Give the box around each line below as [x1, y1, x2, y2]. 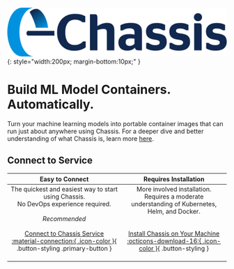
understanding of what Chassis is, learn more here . [7, 134, 155, 143]
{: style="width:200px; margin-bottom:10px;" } [7, 57, 141, 66]
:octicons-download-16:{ [127, 237, 202, 245]
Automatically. [7, 96, 94, 112]
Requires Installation [143, 175, 205, 183]
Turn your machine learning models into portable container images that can [7, 119, 224, 128]
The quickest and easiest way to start [10, 185, 118, 194]
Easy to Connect [39, 175, 89, 183]
